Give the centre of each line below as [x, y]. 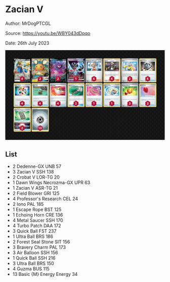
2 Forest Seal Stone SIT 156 [41, 242]
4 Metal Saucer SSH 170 [38, 220]
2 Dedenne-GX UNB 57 [37, 166]
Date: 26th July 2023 [27, 43]
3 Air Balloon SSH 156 [35, 253]
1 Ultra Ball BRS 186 [33, 236]
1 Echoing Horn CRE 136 [38, 215]
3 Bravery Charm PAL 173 [39, 248]
